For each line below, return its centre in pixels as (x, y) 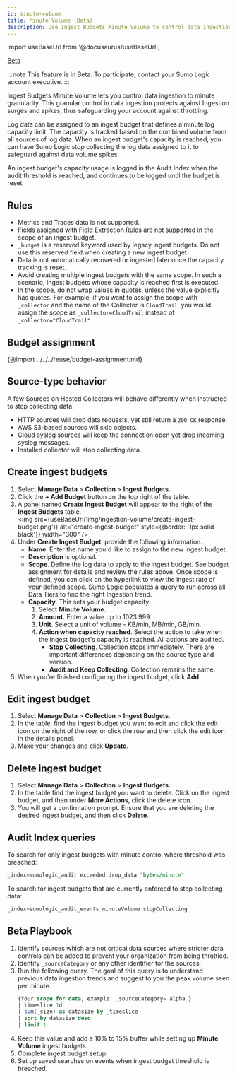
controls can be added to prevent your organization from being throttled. (123, 956)
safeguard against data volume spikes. (63, 154)
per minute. (34, 985)
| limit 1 (32, 1025)
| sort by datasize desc (54, 1019)
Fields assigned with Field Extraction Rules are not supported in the (115, 230)
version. (61, 662)
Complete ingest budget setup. (62, 1053)
